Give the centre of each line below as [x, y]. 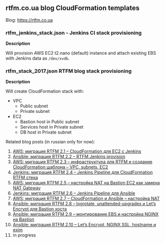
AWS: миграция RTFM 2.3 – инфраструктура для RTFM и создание [82, 162]
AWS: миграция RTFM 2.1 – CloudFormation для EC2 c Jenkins [77, 151]
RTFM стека [25, 177]
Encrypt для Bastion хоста [40, 209]
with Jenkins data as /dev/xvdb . [38, 58]
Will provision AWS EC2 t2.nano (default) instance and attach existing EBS [81, 53]
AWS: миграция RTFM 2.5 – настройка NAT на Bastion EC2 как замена [86, 183]
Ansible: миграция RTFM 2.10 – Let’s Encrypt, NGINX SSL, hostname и [84, 225]
